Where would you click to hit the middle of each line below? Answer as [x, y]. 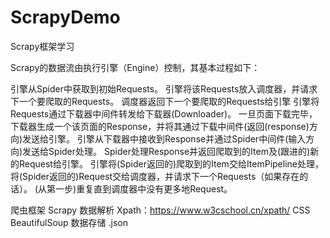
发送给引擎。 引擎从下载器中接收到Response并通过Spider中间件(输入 [164, 138]
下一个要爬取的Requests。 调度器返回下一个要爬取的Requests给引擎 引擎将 [165, 101]
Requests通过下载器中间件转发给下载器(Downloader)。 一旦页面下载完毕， [164, 113]
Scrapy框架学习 [42, 46]
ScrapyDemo [65, 17]
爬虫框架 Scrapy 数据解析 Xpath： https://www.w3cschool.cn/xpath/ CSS [160, 210]
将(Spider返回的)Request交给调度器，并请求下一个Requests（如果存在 [155, 176]
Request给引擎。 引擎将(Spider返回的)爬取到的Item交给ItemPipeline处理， [171, 163]
